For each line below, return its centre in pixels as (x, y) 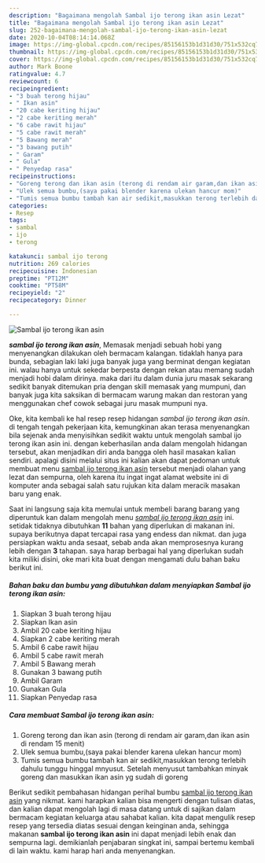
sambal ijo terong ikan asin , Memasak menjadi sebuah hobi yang (116, 345)
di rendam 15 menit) (52, 743)
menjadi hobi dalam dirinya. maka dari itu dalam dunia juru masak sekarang (131, 378)
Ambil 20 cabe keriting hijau (66, 630)
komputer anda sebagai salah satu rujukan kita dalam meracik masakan (125, 485)
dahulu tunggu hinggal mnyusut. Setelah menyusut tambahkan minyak (134, 769)
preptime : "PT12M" (39, 278)
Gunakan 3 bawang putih (61, 672)
